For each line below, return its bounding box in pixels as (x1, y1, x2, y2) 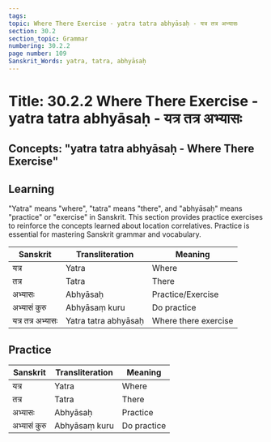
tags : (8, 11, 27, 20)
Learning (8, 182, 55, 195)
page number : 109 (8, 49, 67, 58)
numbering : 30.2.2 (8, 42, 70, 50)
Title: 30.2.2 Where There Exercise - (8, 92, 259, 110)
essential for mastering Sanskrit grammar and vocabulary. (8, 230, 201, 239)
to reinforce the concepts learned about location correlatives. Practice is (8, 221, 250, 231)
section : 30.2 (8, 27, 57, 35)
